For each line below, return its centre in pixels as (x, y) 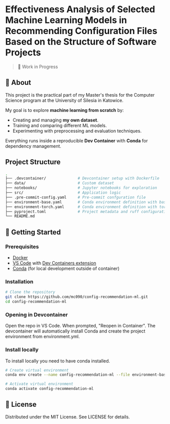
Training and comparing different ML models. (60, 125)
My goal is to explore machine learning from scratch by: (65, 110)
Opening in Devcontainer (37, 315)
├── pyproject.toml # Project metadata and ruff (72, 211)
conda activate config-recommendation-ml (50, 389)
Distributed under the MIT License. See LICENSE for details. (68, 417)
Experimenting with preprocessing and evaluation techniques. (77, 131)
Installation (19, 282)
